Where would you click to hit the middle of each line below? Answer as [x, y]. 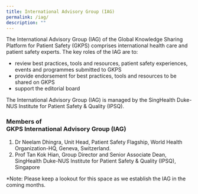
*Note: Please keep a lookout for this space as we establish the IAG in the [96, 179]
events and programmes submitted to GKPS [68, 70]
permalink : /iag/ [27, 17]
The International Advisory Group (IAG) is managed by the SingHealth [91, 100]
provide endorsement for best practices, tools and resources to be [95, 76]
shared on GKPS [35, 82]
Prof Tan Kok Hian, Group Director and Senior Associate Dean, [90, 154]
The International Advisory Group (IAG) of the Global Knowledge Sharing [95, 40]
